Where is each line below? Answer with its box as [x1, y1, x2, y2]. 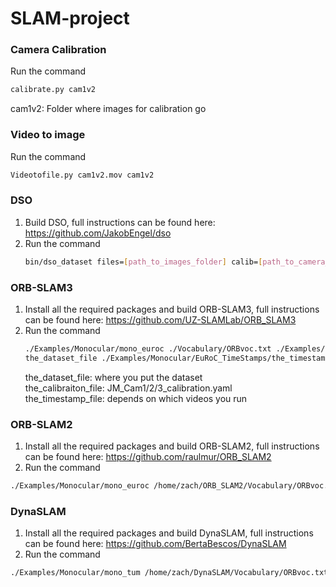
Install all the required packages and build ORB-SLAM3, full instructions [24, 303, 320, 315]
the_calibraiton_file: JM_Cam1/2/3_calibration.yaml [24, 382, 233, 394]
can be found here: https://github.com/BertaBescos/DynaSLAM [24, 538, 287, 550]
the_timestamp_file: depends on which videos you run [24, 392, 248, 404]
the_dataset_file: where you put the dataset [24, 371, 203, 383]
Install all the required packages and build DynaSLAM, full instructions [24, 527, 314, 539]
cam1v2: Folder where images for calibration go [10, 103, 207, 115]
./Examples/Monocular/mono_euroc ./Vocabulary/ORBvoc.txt [24, 344, 272, 354]
